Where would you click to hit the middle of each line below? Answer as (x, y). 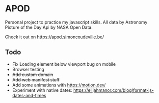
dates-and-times (29, 95)
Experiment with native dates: (42, 90)
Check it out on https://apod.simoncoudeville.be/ (54, 37)
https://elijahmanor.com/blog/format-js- (114, 90)
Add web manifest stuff (36, 79)
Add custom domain (32, 75)
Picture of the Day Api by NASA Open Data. (49, 27)
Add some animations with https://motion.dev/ (59, 85)
